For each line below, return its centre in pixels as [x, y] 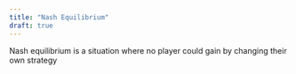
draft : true [31, 26]
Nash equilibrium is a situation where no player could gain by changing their [148, 50]
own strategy [33, 60]
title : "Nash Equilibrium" [59, 17]
